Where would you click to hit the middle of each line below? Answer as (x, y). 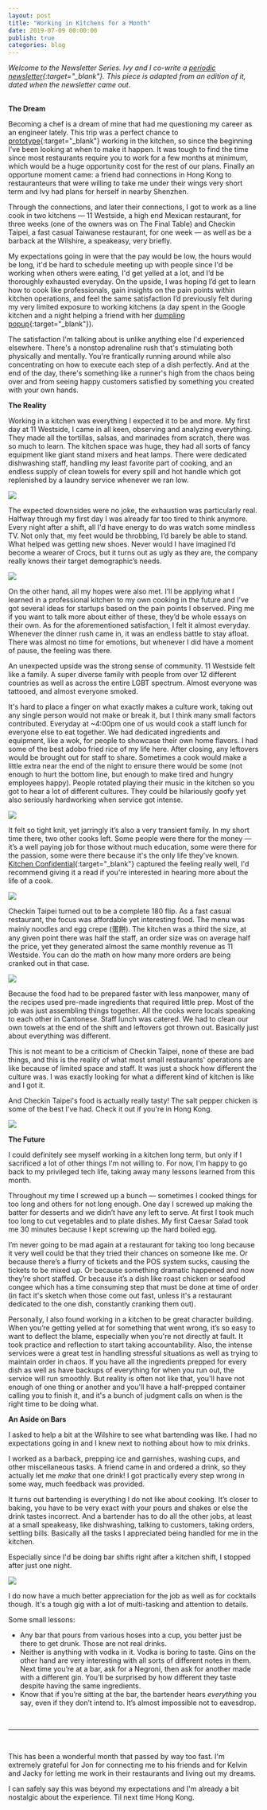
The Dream (27, 109)
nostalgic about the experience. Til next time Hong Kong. (101, 1797)
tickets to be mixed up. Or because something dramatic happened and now (132, 1271)
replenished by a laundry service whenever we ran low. (99, 480)
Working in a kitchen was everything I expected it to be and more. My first (129, 421)
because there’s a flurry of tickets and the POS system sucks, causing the (129, 1262)
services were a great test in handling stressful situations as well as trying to (133, 1353)
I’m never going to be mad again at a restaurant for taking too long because (132, 1245)
